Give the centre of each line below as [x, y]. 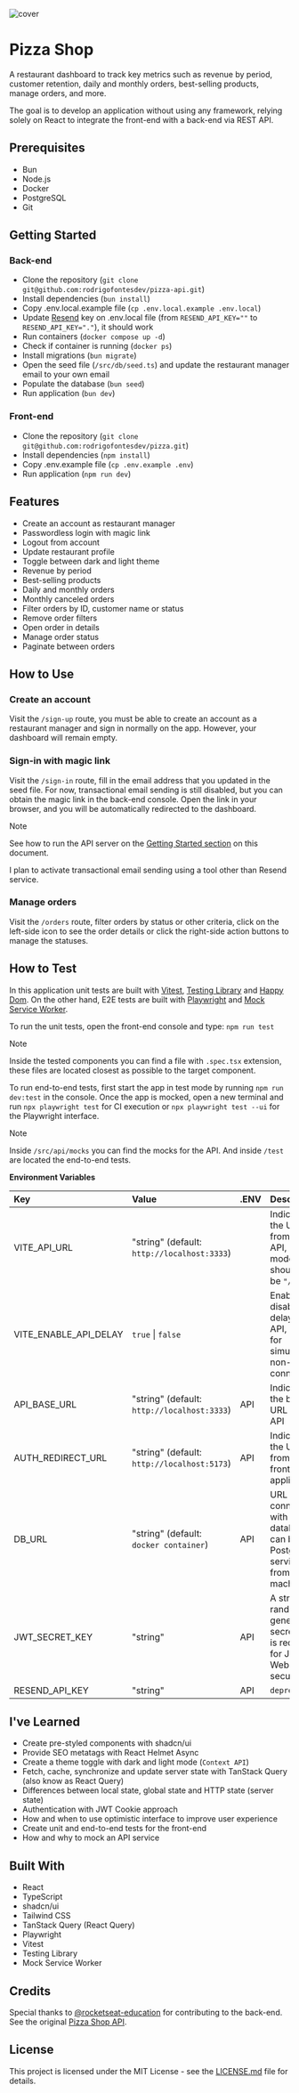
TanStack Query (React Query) [78, 1925]
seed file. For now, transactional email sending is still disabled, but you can [146, 790]
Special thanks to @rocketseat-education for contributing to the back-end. [146, 2013]
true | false [157, 1334]
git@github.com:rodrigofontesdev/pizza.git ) [105, 445]
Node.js [36, 179]
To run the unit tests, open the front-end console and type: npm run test [142, 1026]
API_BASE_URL [45, 1404]
